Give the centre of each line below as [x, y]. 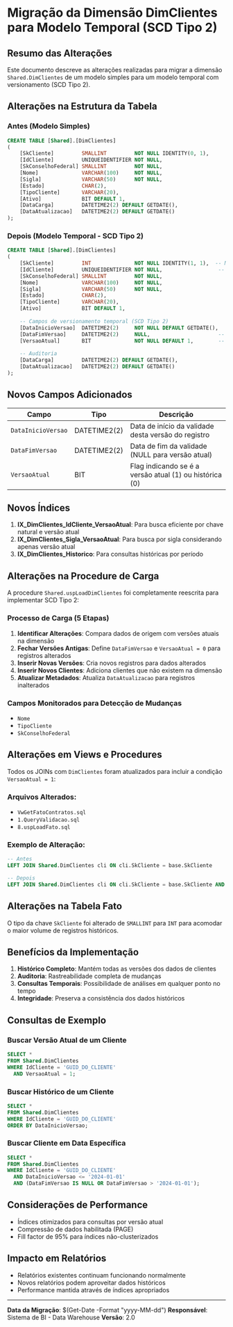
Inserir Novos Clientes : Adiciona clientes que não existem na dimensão [120, 670]
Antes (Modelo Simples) [49, 126]
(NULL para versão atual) [171, 454]
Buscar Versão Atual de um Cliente [67, 1040]
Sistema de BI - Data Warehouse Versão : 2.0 [71, 1317]
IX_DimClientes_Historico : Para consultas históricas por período [110, 554]
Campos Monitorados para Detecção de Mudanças [95, 703]
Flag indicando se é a [165, 465]
